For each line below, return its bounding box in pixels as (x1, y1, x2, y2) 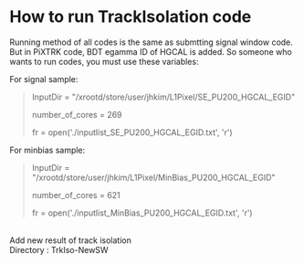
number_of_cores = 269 (31, 109, 122, 120)
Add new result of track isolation (9, 235, 132, 246)
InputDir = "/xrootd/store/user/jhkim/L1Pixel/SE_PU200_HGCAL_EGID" (31, 91, 296, 102)
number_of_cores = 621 (31, 189, 121, 200)
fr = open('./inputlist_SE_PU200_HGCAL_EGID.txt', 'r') (31, 126, 233, 138)
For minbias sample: (9, 144, 86, 155)
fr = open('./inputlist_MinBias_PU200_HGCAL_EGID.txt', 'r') (31, 207, 253, 218)
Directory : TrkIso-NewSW (9, 244, 109, 255)
